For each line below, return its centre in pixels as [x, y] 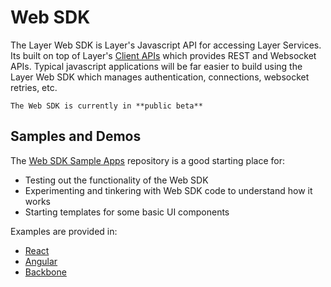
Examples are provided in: [64, 231]
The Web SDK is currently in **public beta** [106, 106]
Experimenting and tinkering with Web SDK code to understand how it [168, 190]
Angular [41, 261]
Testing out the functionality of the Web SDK [116, 180]
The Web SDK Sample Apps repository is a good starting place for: [147, 160]
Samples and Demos [76, 136]
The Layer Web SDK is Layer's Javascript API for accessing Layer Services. [166, 45]
